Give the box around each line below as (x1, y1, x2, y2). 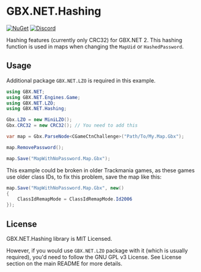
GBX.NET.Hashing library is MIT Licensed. (6, 235, 112, 242)
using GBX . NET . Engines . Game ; (6, 94, 81, 100)
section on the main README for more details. (6, 260, 123, 267)
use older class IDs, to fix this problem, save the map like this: (6, 173, 162, 180)
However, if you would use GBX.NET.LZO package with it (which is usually (6, 246, 188, 254)
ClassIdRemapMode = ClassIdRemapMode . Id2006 (17, 196, 133, 202)
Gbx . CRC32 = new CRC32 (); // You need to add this (6, 122, 138, 129)
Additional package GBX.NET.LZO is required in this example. (6, 76, 156, 84)
